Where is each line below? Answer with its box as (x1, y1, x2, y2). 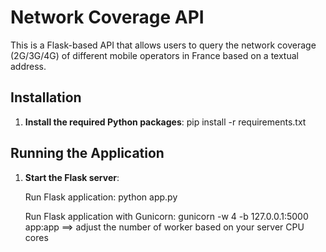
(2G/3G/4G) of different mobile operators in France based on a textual (10, 49, 299, 61)
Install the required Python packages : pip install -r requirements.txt (24, 116, 307, 128)
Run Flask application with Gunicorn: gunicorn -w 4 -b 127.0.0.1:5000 (24, 210, 309, 222)
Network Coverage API (10, 6, 205, 29)
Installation (10, 89, 82, 106)
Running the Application (10, 145, 165, 162)
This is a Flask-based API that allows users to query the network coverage (10, 39, 317, 51)
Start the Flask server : (24, 171, 120, 183)
